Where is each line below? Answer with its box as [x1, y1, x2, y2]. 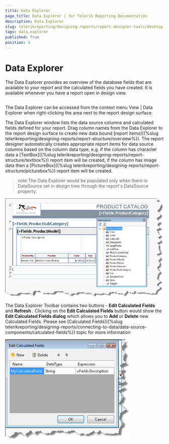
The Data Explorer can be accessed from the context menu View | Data [5, 104, 153, 110]
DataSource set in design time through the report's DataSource [17, 183, 148, 189]
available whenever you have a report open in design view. [5, 90, 127, 96]
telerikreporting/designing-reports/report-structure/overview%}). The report [5, 136, 164, 142]
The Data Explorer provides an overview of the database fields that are [5, 79, 152, 85]
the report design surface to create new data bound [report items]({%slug [5, 130, 159, 136]
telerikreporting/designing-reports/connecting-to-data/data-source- [5, 324, 147, 330]
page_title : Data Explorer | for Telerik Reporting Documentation [5, 13, 147, 19]
